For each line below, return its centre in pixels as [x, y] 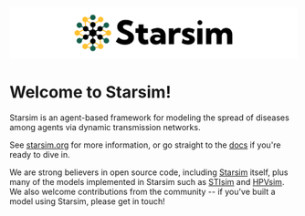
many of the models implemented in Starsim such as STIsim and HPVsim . [147, 182]
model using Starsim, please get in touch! [88, 201]
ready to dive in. [40, 154]
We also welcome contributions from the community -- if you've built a [142, 191]
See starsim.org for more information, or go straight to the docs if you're [145, 145]
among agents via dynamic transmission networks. [105, 127]
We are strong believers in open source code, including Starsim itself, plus [149, 172]
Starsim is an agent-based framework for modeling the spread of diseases [149, 118]
